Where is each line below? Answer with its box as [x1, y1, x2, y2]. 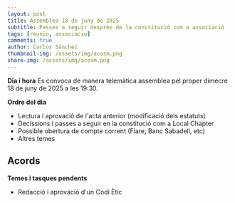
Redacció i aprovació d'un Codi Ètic [17, 187, 122, 196]
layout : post [7, 10, 46, 18]
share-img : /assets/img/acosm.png [7, 57, 110, 64]
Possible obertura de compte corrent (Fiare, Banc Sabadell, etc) [17, 126, 205, 135]
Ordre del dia [7, 98, 47, 106]
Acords [7, 155, 41, 167]
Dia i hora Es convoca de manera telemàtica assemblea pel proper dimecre [7, 76, 228, 85]
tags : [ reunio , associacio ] [7, 30, 91, 38]
